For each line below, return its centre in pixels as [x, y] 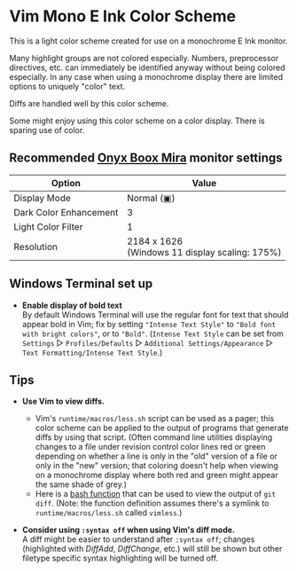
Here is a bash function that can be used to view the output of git [156, 494]
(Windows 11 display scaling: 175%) [204, 252]
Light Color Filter [48, 226]
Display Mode [42, 198]
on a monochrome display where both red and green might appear [156, 475]
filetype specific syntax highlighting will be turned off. [120, 558]
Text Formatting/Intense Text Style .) [92, 352]
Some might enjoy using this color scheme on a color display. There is [137, 121]
